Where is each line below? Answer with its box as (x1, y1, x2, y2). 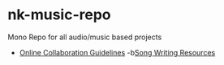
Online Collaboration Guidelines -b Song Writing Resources (19, 47, 216, 57)
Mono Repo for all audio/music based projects (7, 32, 162, 42)
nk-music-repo (7, 6, 111, 24)
